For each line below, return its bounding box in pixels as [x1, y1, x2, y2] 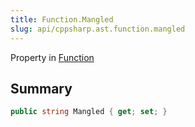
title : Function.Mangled [10, 14, 114, 25]
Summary [10, 80, 73, 97]
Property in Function [10, 51, 95, 63]
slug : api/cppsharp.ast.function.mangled [10, 24, 186, 34]
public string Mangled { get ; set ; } [10, 107, 168, 117]
